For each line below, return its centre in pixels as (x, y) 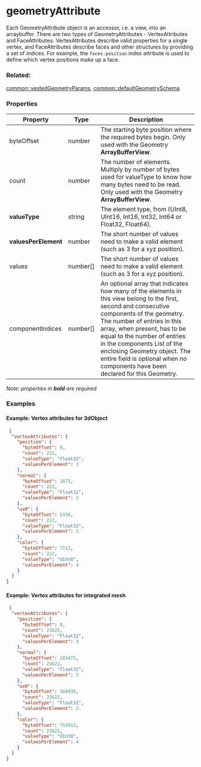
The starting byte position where (146, 129)
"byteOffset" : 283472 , (50, 658)
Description (146, 120)
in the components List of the (142, 344)
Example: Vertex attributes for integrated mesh (66, 595)
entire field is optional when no (144, 359)
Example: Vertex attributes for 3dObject (57, 418)
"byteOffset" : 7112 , (48, 548)
